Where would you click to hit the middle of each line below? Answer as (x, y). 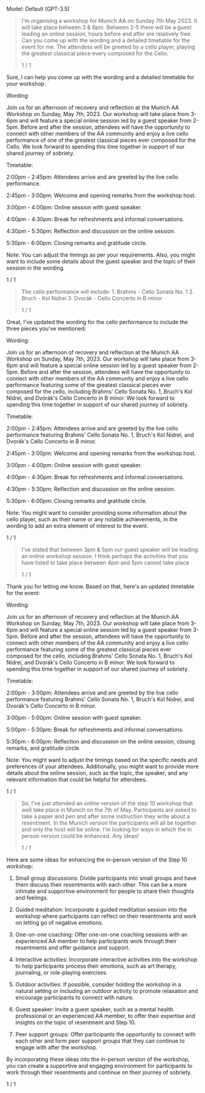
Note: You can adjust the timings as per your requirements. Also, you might (101, 255)
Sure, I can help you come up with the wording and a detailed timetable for (100, 77)
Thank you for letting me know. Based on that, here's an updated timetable (100, 586)
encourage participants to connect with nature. (75, 998)
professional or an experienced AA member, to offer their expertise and (105, 1016)
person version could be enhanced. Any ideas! (80, 836)
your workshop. (26, 84)
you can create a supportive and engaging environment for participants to (99, 1066)
